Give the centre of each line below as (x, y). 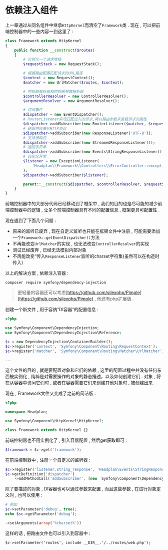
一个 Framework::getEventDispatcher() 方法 (56, 237)
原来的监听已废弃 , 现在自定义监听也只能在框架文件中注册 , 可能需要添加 (86, 231)
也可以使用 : (30, 495)
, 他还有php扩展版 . (114, 299)
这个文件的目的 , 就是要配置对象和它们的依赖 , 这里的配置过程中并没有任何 (81, 370)
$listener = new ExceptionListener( (61, 161)
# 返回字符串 (35, 147)
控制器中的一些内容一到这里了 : (41, 31)
